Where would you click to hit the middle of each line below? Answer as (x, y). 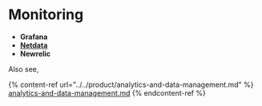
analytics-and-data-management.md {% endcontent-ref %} (107, 92)
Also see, (24, 69)
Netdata (34, 45)
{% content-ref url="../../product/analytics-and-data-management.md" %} (131, 84)
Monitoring (46, 15)
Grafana (34, 37)
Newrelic (35, 53)
